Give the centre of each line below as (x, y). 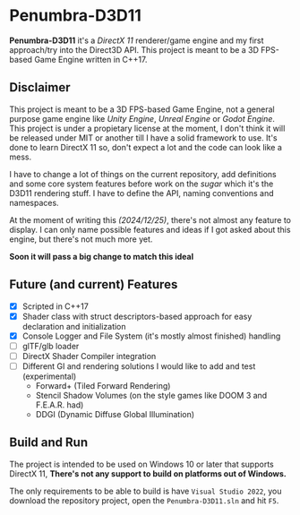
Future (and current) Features (94, 284)
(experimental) (49, 376)
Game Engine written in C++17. (91, 59)
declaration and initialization (74, 326)
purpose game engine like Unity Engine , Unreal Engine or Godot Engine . (142, 118)
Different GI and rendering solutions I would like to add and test (139, 366)
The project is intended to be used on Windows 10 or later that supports (142, 464)
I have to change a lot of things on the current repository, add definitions (143, 174)
